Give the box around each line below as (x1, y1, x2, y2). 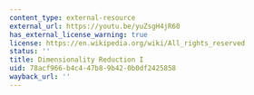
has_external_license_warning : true (9, 30, 148, 39)
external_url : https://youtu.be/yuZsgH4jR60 (9, 22, 181, 31)
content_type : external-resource (9, 13, 136, 23)
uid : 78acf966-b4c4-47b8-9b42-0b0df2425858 (9, 64, 177, 73)
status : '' (9, 47, 51, 56)
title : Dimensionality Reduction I (9, 55, 144, 64)
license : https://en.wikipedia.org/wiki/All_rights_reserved (9, 38, 246, 48)
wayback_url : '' (9, 72, 71, 81)
